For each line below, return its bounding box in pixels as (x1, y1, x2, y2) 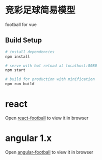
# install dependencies (5, 49, 55, 54)
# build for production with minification (5, 77, 95, 82)
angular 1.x (5, 132, 52, 144)
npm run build (5, 81, 35, 87)
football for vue (5, 21, 37, 28)
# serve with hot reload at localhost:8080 (5, 63, 97, 68)
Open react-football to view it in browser (5, 115, 88, 121)
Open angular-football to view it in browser (5, 149, 93, 155)
